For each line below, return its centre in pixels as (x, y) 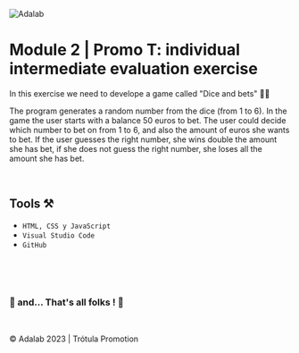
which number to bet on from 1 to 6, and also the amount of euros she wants (149, 130)
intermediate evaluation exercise (134, 69)
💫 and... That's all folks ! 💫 (66, 302)
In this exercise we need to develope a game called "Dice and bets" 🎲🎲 (140, 93)
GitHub (34, 245)
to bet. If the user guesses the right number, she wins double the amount (143, 139)
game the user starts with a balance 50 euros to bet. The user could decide (148, 120)
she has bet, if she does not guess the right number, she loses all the (136, 148)
